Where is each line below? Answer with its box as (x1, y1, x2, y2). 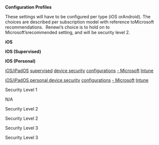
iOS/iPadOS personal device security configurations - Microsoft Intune (5, 77, 149, 83)
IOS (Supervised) (5, 49, 41, 54)
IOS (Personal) (5, 58, 36, 64)
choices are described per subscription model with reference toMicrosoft (5, 19, 154, 25)
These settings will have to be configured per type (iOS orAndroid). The (5, 14, 151, 19)
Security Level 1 (5, 87, 38, 93)
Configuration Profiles (5, 4, 52, 10)
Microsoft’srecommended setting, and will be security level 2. (5, 30, 130, 35)
